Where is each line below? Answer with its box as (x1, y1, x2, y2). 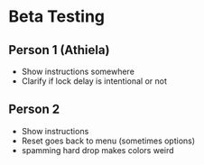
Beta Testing (8, 6, 106, 27)
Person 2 (8, 102, 60, 117)
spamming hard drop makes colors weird (21, 144, 174, 155)
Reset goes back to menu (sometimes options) (21, 135, 196, 146)
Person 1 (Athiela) (8, 42, 110, 58)
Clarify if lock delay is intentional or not (21, 76, 168, 87)
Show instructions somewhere (21, 66, 134, 77)
